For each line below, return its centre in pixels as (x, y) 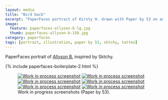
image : (12, 24)
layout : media (20, 10)
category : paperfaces (28, 38)
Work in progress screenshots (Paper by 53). (64, 92)
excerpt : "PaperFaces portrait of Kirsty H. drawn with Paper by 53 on (81, 19)
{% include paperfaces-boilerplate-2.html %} (52, 66)
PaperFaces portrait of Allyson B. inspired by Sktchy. (59, 56)
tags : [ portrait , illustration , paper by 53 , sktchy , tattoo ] (71, 42)
